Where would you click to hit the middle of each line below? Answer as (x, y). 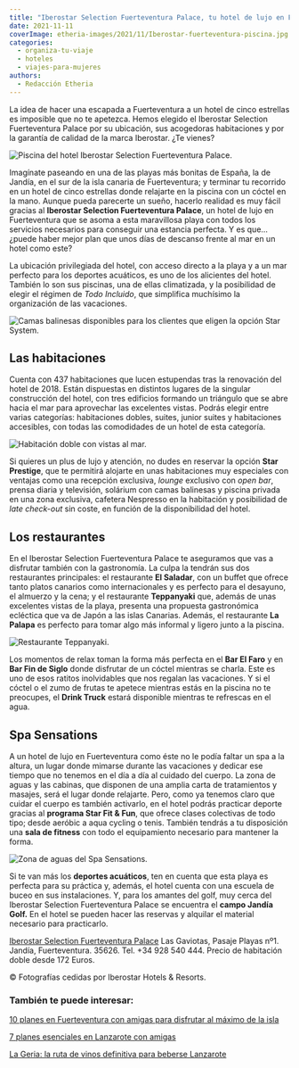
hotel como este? (41, 248)
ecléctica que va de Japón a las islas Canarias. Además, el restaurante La (144, 616)
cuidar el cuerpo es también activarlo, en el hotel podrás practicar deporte (146, 804)
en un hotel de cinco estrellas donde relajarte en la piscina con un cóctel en (148, 191)
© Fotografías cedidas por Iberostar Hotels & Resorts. (108, 977)
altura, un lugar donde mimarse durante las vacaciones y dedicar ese (136, 766)
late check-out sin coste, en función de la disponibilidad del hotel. (130, 509)
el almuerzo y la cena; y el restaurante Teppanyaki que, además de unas (143, 596)
